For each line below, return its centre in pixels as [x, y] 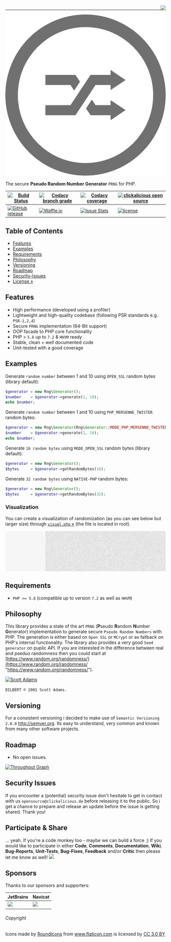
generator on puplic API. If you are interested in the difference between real [84, 648]
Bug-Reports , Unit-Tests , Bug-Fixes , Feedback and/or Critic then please [83, 851]
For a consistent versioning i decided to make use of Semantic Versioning [82, 718]
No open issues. [30, 757]
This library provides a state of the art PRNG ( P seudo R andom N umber [78, 626]
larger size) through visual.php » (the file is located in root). [68, 524]
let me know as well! [27, 857]
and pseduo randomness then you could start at [56, 654]
